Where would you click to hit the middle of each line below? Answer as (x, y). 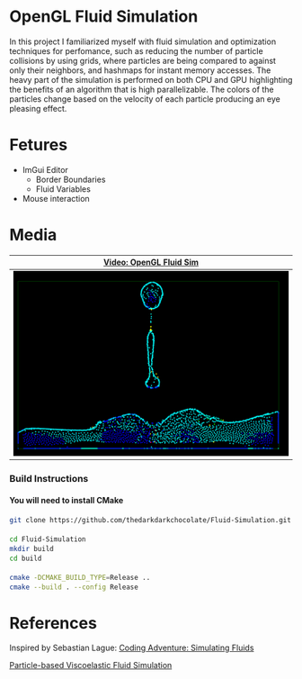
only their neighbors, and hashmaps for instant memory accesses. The (140, 70)
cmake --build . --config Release (74, 587)
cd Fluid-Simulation (48, 539)
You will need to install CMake (67, 500)
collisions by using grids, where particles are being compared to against (143, 60)
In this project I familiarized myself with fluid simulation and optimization (143, 41)
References (53, 623)
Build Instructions (49, 479)
